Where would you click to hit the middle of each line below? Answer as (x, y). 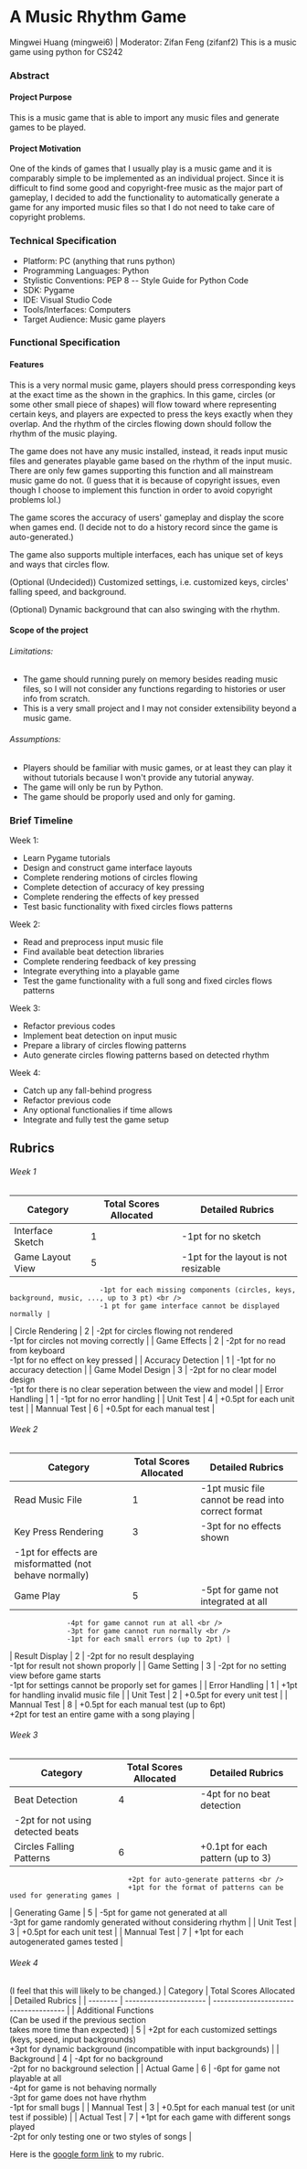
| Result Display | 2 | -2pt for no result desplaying (102, 1655)
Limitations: (32, 651)
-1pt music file (233, 1488)
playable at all (36, 2079)
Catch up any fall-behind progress (87, 1090)
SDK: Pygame (48, 290)
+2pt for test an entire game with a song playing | (102, 1714)
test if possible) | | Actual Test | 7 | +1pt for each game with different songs (150, 2117)
